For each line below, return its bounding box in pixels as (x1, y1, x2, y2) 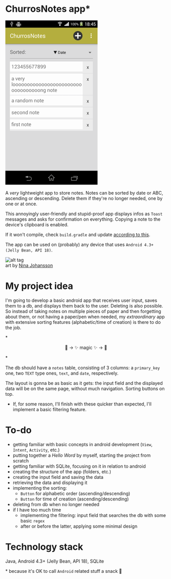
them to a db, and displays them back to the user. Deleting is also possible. (5, 302, 163, 308)
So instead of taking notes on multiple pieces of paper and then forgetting (5, 308, 161, 314)
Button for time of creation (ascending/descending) (20, 496, 129, 502)
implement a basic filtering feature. (12, 406, 87, 412)
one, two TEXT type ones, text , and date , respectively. (5, 370, 119, 376)
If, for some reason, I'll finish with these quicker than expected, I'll (12, 401, 152, 407)
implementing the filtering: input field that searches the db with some (20, 512, 166, 518)
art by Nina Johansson (5, 262, 53, 268)
